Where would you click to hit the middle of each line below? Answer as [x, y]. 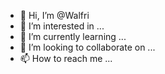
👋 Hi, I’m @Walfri [54, 15]
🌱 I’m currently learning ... [73, 36]
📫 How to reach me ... [66, 58]
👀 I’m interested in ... [62, 26]
